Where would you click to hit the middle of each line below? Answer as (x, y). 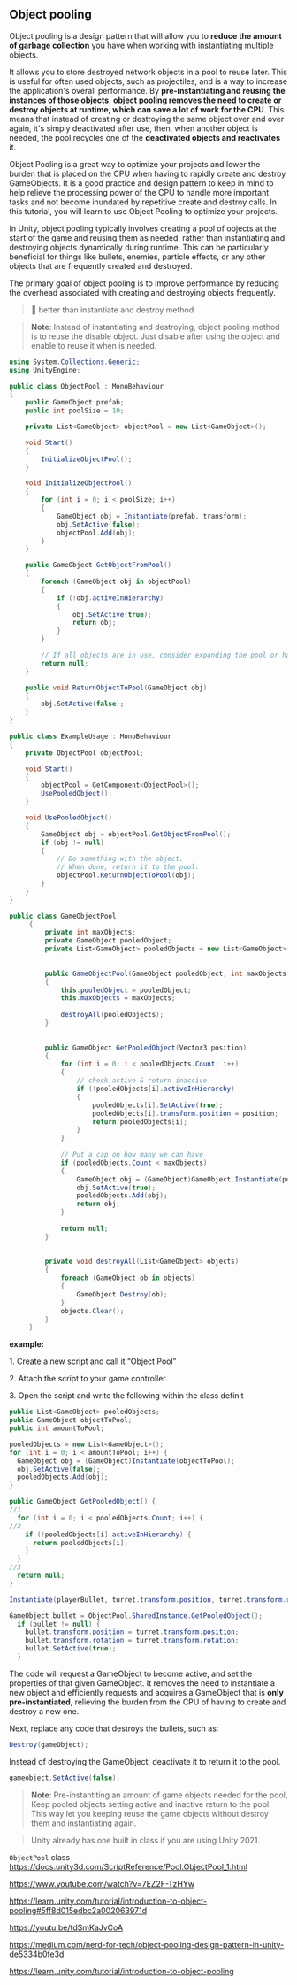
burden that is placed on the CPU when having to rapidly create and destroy (148, 173)
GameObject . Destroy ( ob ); (122, 1294)
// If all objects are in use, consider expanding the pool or (160, 655)
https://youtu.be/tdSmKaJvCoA (66, 1927)
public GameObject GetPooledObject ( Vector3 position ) (146, 1048)
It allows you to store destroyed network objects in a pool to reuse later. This (148, 72)
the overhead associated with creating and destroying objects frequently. (143, 292)
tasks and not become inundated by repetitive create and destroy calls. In (143, 202)
